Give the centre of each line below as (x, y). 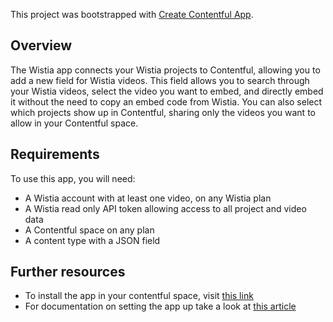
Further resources (68, 272)
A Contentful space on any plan (89, 230)
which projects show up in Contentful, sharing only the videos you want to (163, 112)
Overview (41, 45)
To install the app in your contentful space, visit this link (139, 296)
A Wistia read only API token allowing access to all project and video (165, 208)
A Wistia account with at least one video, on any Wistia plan (148, 198)
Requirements (55, 154)
